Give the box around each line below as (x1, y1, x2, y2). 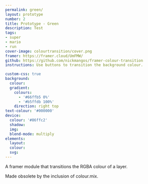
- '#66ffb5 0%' (18, 95, 50, 100)
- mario (5, 40, 21, 45)
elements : (5, 136, 26, 141)
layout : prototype (5, 12, 43, 17)
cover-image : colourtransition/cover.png (5, 49, 92, 54)
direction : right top (14, 104, 59, 109)
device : (5, 113, 21, 118)
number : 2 (5, 16, 26, 21)
